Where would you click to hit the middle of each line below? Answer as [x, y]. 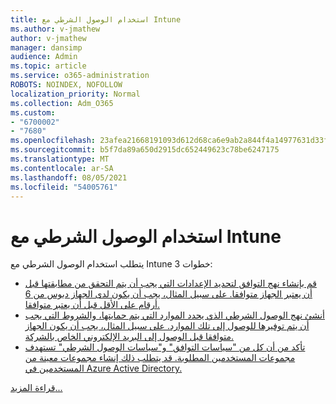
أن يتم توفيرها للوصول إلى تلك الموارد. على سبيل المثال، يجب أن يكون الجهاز [167, 326]
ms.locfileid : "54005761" [64, 187]
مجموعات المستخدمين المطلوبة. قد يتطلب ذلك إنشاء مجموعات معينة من [160, 358]
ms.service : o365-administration [80, 76]
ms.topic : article [48, 66]
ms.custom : [33, 112]
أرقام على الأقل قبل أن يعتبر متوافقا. [92, 305]
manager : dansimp [46, 47]
